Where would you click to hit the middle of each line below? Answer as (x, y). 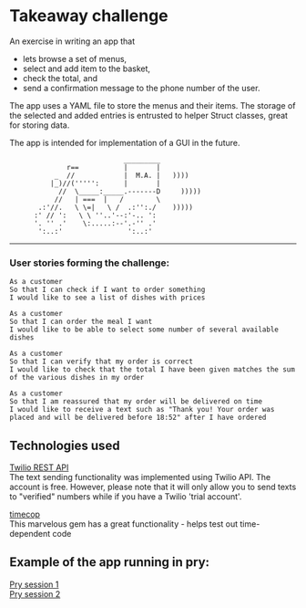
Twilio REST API (39, 467)
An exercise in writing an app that (72, 41)
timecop (25, 514)
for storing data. (40, 125)
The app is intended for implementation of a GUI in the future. (125, 142)
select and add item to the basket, (87, 68)
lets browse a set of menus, (75, 58)
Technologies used (65, 445)
